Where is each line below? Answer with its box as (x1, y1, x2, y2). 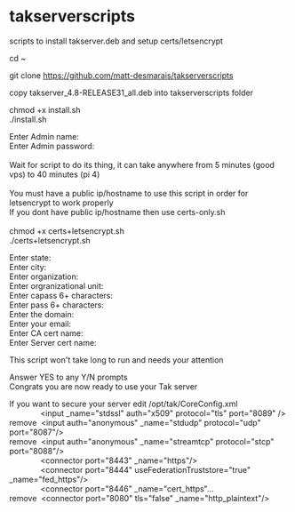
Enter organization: (9, 271, 79, 282)
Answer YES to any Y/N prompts (9, 372, 128, 382)
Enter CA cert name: (9, 327, 84, 339)
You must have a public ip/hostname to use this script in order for (9, 188, 249, 198)
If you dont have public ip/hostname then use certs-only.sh (9, 206, 226, 217)
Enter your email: (9, 318, 72, 329)
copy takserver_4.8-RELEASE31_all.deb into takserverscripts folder (9, 87, 253, 98)
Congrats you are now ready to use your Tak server (9, 380, 198, 392)
